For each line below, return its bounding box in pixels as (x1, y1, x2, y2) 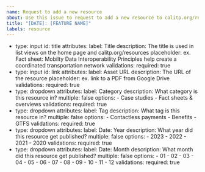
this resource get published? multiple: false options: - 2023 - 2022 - (15, 133, 187, 140)
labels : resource (6, 26, 51, 32)
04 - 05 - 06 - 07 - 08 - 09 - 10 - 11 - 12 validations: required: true (15, 159, 180, 166)
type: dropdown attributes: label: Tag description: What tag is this (15, 107, 180, 114)
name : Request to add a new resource (6, 9, 103, 15)
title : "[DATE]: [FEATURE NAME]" (6, 20, 92, 26)
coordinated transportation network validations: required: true (15, 62, 171, 69)
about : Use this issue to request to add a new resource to (6, 15, 163, 21)
